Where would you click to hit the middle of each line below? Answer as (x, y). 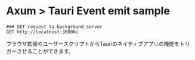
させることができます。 (45, 51)
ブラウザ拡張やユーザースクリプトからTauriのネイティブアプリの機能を (93, 43)
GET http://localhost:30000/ (42, 32)
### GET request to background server (54, 27)
